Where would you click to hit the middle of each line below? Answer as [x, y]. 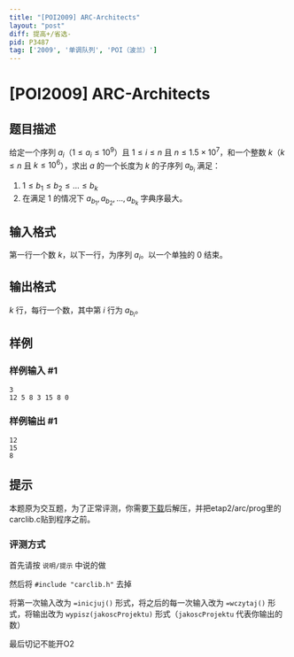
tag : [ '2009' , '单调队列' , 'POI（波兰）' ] [83, 50]
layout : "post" [37, 26]
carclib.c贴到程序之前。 [52, 519]
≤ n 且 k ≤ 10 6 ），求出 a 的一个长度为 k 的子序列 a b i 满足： [115, 166]
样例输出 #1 [33, 421]
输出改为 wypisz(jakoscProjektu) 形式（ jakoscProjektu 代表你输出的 [158, 614]
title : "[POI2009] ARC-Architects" [75, 17]
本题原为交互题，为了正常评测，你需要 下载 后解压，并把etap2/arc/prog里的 [145, 508]
